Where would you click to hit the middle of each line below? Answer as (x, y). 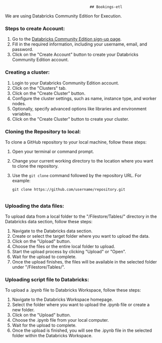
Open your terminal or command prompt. (53, 151)
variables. (22, 114)
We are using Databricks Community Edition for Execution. (64, 16)
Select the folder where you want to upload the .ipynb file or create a (81, 305)
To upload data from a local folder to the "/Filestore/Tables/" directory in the (81, 216)
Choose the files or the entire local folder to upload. (64, 246)
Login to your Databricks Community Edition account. (65, 83)
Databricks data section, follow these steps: (49, 222)
